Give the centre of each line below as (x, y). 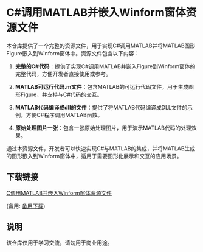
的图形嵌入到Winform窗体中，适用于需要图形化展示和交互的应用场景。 (94, 156)
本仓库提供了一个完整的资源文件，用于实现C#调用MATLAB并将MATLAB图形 (101, 46)
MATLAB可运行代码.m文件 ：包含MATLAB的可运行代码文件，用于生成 (102, 86)
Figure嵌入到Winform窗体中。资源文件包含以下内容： (73, 53)
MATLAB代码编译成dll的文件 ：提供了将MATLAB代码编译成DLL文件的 (101, 107)
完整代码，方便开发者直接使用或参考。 (63, 74)
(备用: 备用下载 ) (26, 206)
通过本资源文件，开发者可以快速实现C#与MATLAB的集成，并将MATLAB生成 (101, 148)
